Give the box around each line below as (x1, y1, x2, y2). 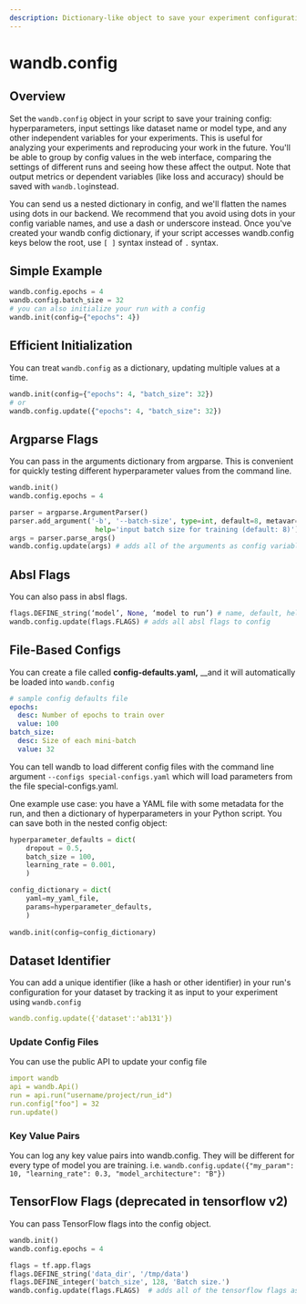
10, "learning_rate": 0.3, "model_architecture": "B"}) (9, 1169, 226, 1179)
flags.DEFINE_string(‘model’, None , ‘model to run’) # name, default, (9, 609, 283, 618)
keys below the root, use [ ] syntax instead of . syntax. (9, 237, 219, 248)
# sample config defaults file (9, 694, 128, 703)
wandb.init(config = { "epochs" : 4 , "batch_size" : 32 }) (9, 389, 214, 399)
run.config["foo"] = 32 (9, 1099, 100, 1109)
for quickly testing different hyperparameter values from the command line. (9, 465, 292, 476)
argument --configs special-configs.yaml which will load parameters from (9, 770, 293, 781)
